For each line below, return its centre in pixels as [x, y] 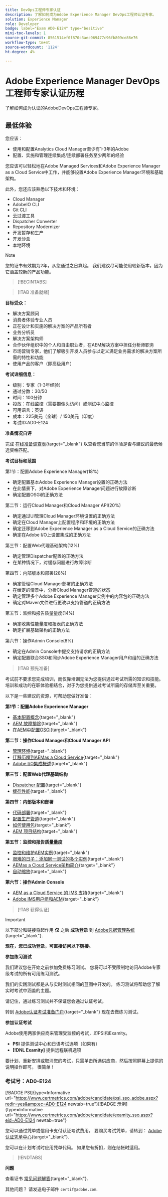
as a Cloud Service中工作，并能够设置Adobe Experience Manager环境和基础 [84, 172]
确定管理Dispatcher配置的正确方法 [48, 556]
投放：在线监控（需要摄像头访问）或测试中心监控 [63, 404]
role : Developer [22, 24]
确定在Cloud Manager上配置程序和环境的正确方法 [64, 523]
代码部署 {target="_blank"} [39, 812]
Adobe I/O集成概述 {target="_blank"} [50, 764]
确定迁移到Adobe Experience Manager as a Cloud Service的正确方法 [83, 529]
